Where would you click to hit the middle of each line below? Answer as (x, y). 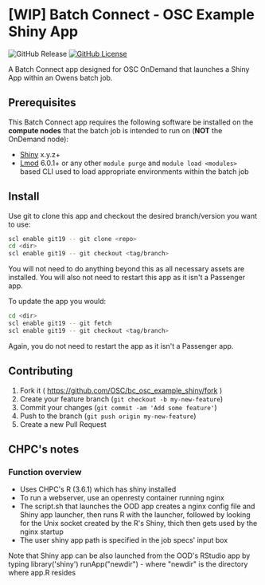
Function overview (45, 472)
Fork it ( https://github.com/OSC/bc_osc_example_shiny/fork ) (121, 390)
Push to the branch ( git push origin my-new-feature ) (108, 416)
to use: (19, 224)
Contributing (41, 372)
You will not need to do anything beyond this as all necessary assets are (127, 269)
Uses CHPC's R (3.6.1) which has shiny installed (98, 489)
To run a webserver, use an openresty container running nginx (122, 498)
